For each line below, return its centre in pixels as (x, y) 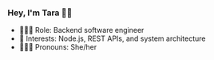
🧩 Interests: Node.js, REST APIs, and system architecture (112, 38)
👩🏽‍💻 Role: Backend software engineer (81, 30)
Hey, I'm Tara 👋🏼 (40, 13)
